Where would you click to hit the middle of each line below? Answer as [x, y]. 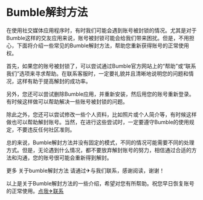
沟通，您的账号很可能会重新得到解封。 [64, 158]
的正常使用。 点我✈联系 [35, 191]
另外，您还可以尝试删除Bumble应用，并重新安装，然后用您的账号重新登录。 [100, 94]
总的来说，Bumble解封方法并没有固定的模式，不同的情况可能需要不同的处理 [100, 142]
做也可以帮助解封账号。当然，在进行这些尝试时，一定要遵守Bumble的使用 [98, 122]
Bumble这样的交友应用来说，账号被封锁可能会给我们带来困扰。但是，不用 [98, 38]
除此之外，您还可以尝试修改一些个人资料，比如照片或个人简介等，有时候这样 [101, 114]
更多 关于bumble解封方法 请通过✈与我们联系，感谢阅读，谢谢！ [85, 170]
